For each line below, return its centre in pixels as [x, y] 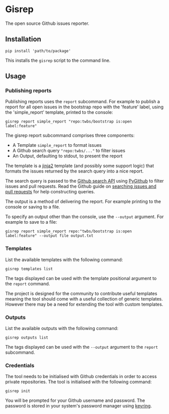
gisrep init [18, 391]
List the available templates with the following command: [64, 260]
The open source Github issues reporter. [47, 23]
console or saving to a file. [33, 207]
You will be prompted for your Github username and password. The [75, 400]
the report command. [28, 283]
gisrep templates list [29, 269]
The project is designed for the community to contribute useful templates [81, 293]
